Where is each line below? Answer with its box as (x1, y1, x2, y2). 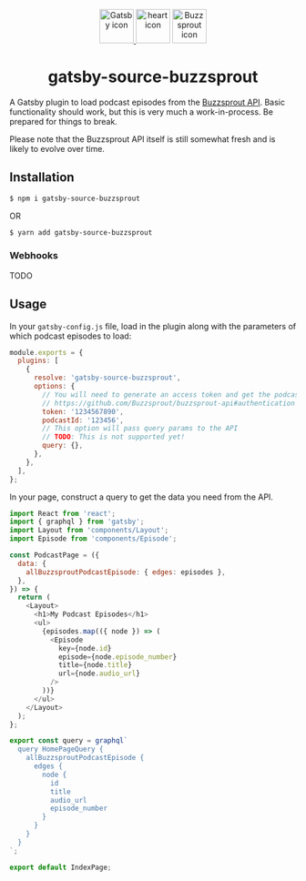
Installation (9, 169, 75, 186)
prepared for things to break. (9, 116, 118, 127)
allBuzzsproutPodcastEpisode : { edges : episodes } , (25, 567, 226, 577)
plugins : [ (17, 356, 59, 366)
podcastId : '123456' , (42, 415, 125, 425)
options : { (33, 382, 76, 391)
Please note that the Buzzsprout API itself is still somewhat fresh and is (9, 133, 276, 145)
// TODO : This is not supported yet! (42, 432, 185, 441)
